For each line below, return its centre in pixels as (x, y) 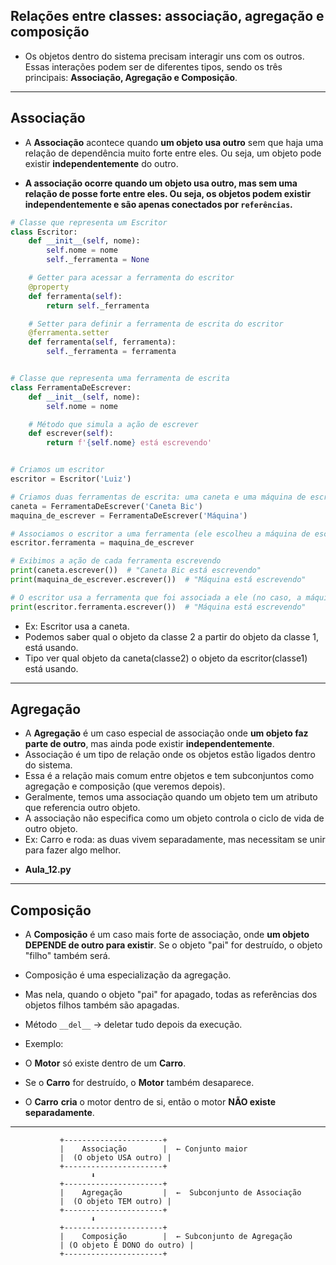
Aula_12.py (48, 870)
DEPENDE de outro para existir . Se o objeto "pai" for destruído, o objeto (173, 945)
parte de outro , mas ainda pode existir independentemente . (149, 744)
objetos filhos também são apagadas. (102, 1005)
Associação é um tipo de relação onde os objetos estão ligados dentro (170, 755)
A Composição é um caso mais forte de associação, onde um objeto (167, 935)
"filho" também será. (67, 956)
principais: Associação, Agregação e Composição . (131, 77)
